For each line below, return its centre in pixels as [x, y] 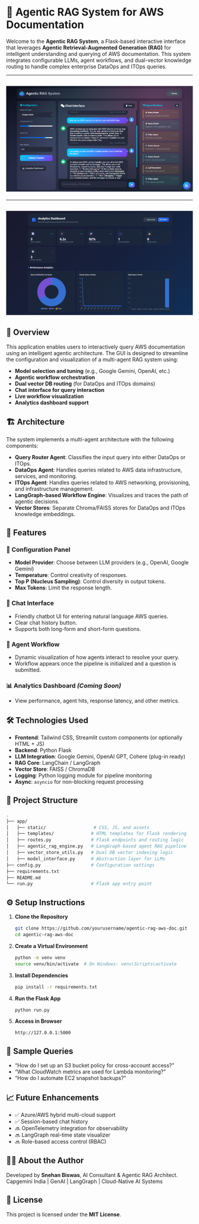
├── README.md [24, 878]
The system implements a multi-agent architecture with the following [90, 439]
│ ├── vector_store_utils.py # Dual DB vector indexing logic [90, 853]
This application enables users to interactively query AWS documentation [96, 347]
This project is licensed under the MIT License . [64, 1214]
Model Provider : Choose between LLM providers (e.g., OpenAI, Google [102, 563]
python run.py [32, 1010]
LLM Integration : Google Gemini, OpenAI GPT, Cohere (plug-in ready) [100, 757]
